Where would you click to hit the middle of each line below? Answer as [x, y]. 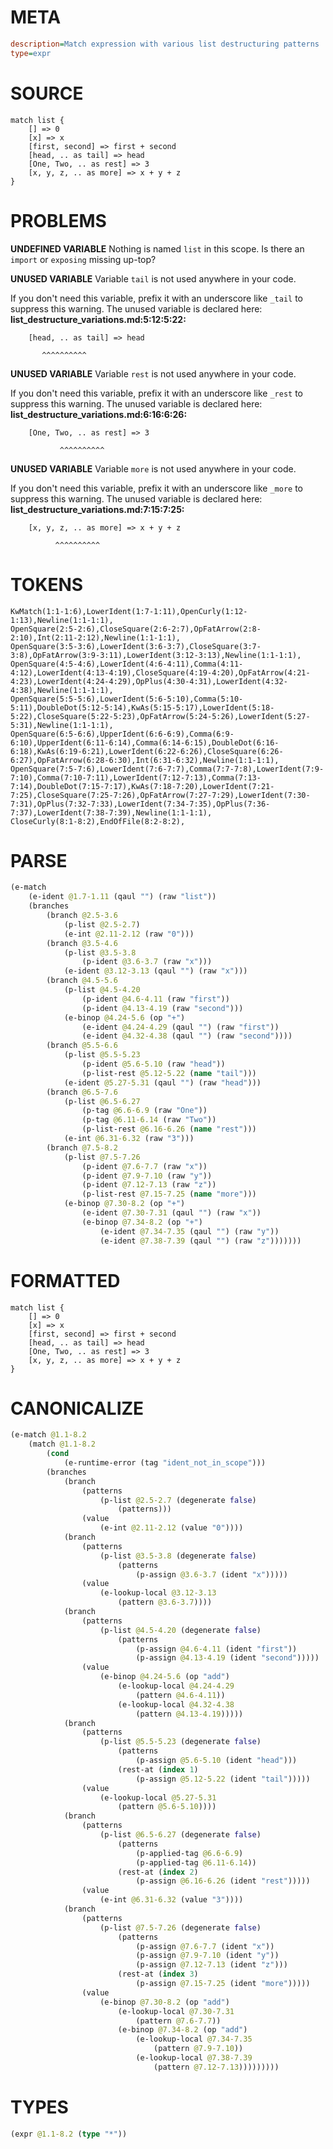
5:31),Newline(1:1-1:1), [62, 725]
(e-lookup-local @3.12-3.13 [158, 1593]
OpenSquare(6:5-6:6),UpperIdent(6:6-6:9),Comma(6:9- [122, 734]
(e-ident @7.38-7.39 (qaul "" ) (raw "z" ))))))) [200, 1241]
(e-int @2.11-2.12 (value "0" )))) [171, 1528]
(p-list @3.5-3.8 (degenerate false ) [178, 1556]
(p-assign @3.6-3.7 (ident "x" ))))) [211, 1574]
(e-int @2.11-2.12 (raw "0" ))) [129, 934]
